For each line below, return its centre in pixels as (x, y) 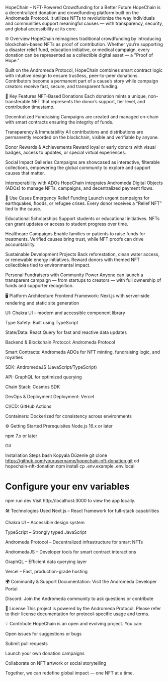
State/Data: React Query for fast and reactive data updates (66, 332)
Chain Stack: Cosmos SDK (33, 387)
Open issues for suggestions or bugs (44, 633)
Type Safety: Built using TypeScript (42, 323)
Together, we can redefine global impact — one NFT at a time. (70, 673)
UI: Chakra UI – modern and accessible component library (65, 313)
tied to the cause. (23, 209)
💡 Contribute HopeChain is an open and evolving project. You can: (74, 623)
